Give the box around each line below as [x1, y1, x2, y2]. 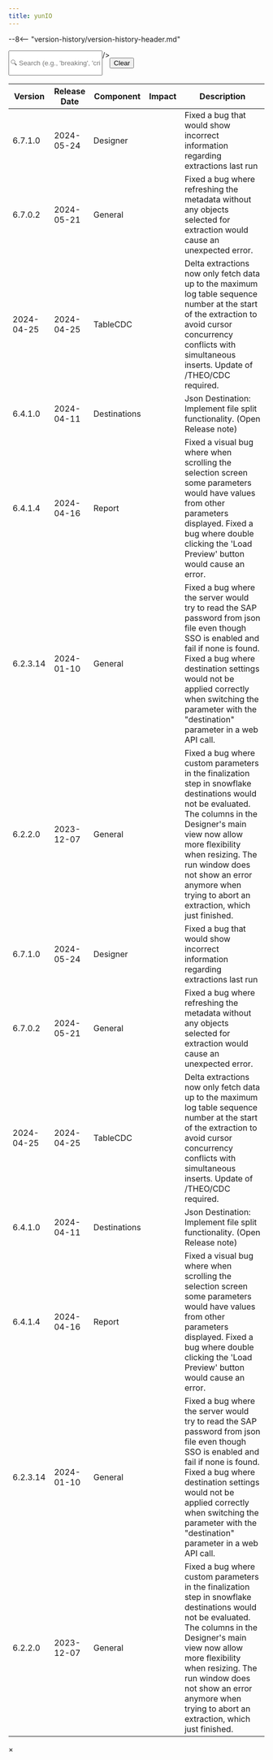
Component [93, 90, 141, 102]
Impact [149, 90, 177, 102]
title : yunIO [8, 11, 53, 20]
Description [199, 90, 246, 102]
